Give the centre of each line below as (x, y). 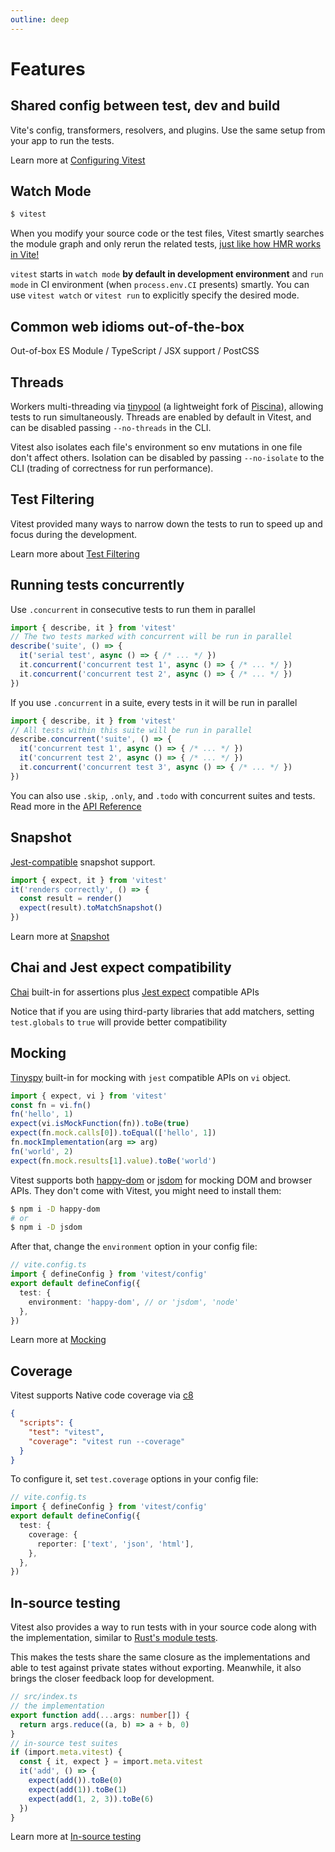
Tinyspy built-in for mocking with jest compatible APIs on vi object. (151, 1077)
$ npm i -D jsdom (46, 1227)
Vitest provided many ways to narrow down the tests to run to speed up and (166, 523)
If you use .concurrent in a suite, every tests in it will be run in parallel (154, 702)
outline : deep (40, 19)
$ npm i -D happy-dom (55, 1209)
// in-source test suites (64, 1743)
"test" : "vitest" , (66, 1432)
